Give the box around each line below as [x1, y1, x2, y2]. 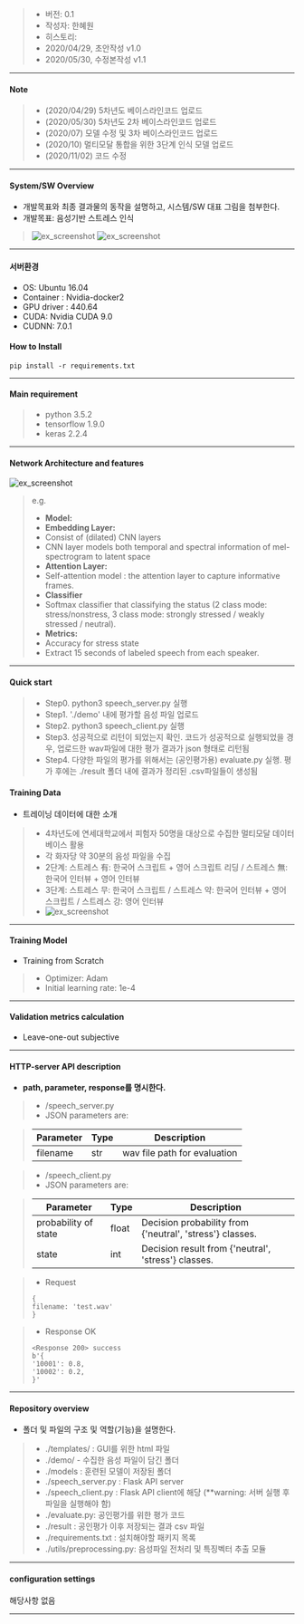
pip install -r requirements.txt [9, 361, 136, 370]
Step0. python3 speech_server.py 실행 [44, 697, 188, 709]
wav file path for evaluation [121, 1147, 238, 1159]
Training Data [9, 787, 62, 798]
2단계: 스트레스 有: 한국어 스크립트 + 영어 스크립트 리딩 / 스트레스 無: [44, 861, 288, 872]
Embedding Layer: [44, 523, 116, 533]
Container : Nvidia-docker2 [22, 292, 125, 303]
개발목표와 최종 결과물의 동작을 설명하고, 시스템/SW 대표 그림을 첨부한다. [22, 201, 280, 212]
